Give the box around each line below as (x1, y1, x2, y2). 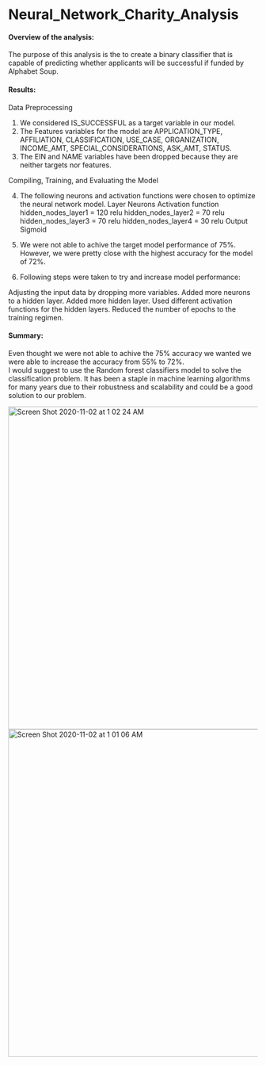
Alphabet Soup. (8, 67, 59, 76)
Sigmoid (19, 224, 47, 234)
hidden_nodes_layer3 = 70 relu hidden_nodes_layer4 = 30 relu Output (19, 216, 248, 225)
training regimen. (8, 312, 64, 322)
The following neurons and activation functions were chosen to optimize (19, 190, 256, 200)
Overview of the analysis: (8, 32, 95, 41)
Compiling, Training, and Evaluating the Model (8, 175, 158, 185)
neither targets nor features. (19, 160, 112, 170)
